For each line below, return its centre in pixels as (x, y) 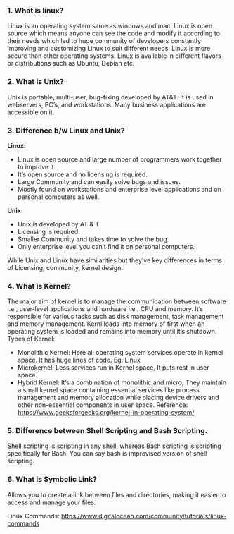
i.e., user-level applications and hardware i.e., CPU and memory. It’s (105, 309)
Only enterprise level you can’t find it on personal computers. (106, 246)
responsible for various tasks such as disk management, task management (116, 317)
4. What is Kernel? (39, 286)
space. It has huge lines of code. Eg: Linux (79, 360)
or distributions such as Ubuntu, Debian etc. (71, 63)
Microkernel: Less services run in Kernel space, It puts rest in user (113, 368)
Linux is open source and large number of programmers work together (119, 159)
